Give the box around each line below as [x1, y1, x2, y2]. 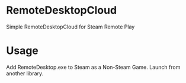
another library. [6, 69, 44, 77]
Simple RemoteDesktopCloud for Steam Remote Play [6, 23, 135, 30]
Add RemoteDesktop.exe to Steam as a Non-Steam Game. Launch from [6, 63, 181, 71]
